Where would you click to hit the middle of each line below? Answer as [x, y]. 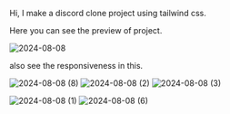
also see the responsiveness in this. [76, 66]
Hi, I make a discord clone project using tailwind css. [108, 13]
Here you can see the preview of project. [86, 30]
